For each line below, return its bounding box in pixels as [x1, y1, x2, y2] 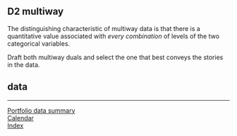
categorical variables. [7, 39, 71, 48]
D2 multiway [7, 6, 64, 18]
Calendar [7, 113, 34, 122]
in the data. [7, 60, 40, 69]
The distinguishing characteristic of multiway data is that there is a [7, 24, 201, 32]
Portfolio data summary [7, 106, 75, 115]
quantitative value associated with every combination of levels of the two [7, 32, 220, 40]
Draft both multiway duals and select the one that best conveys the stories [7, 53, 224, 61]
